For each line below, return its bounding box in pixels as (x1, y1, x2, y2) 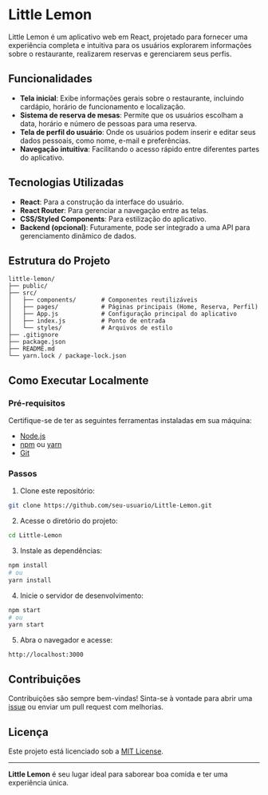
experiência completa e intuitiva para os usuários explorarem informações (8, 40, 252, 49)
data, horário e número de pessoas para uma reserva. (19, 118, 197, 129)
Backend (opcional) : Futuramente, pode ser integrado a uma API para (19, 222, 250, 232)
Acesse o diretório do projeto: (19, 516, 118, 526)
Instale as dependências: (19, 546, 102, 556)
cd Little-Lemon (8, 532, 62, 540)
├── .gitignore (8, 331, 59, 339)
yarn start (8, 621, 45, 629)
